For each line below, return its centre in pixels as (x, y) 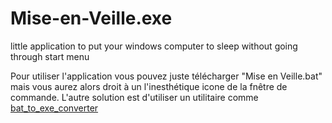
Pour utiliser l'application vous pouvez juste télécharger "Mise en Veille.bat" (166, 76)
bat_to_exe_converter (54, 108)
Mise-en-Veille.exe (91, 18)
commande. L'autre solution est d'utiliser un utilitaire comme (134, 97)
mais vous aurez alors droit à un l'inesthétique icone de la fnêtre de (149, 86)
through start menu (50, 56)
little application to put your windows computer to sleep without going (154, 46)
